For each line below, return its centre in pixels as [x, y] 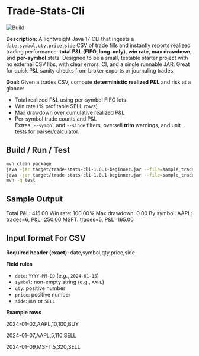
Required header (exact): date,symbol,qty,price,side [70, 252]
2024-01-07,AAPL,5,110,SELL [41, 335]
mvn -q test [21, 180]
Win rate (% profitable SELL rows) [56, 106]
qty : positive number [40, 288]
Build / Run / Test [38, 150]
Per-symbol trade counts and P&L [56, 119]
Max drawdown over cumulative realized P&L [70, 112]
